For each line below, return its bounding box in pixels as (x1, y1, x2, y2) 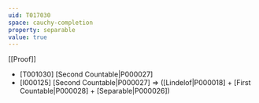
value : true (8, 33, 47, 41)
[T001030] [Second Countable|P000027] (19, 69, 154, 79)
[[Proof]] (8, 55, 37, 64)
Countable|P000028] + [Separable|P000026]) (19, 87, 171, 96)
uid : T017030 (8, 11, 51, 20)
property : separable (8, 26, 76, 34)
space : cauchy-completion (8, 19, 93, 27)
